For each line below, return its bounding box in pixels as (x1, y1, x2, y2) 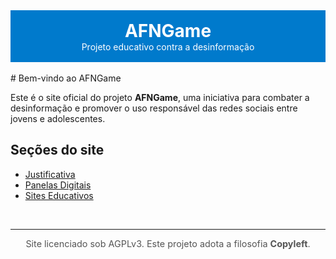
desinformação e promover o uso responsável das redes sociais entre (10, 102, 298, 114)
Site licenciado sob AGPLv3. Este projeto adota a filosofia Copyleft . (25, 238, 311, 250)
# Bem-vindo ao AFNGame (10, 72, 122, 84)
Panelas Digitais (24, 179, 92, 191)
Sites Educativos (24, 189, 94, 201)
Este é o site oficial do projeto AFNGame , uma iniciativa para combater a (10, 92, 310, 103)
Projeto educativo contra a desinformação (81, 41, 255, 53)
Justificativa (24, 168, 76, 180)
